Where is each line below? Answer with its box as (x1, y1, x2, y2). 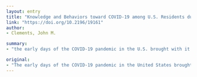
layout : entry (6, 8, 41, 15)
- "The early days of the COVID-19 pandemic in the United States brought (6, 62, 193, 68)
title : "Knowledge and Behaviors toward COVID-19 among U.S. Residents (6, 14, 185, 20)
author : (6, 24, 25, 31)
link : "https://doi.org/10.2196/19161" (6, 19, 104, 25)
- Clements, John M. (6, 30, 57, 36)
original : (6, 57, 30, 62)
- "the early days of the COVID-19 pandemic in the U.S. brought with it (6, 46, 191, 52)
